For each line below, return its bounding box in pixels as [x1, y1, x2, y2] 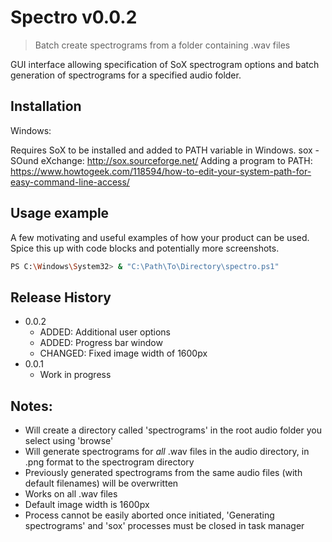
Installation [10, 98, 82, 115]
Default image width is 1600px [24, 499, 150, 511]
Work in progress [39, 369, 112, 381]
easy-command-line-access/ [10, 176, 130, 188]
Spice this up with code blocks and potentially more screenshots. [10, 242, 280, 254]
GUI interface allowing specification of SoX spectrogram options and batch [10, 58, 320, 70]
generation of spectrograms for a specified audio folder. [10, 69, 242, 81]
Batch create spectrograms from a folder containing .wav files [34, 39, 291, 51]
